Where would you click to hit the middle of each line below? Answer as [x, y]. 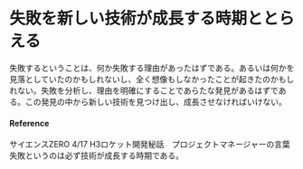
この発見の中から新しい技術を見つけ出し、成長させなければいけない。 [156, 101]
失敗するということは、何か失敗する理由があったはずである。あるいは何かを [152, 68]
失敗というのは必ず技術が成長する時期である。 [96, 155]
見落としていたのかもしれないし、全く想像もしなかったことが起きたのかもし [152, 79]
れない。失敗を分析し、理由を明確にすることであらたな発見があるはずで [144, 90]
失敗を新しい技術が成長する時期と [137, 19]
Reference [29, 123]
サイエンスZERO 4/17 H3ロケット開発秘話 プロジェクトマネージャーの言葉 [150, 145]
